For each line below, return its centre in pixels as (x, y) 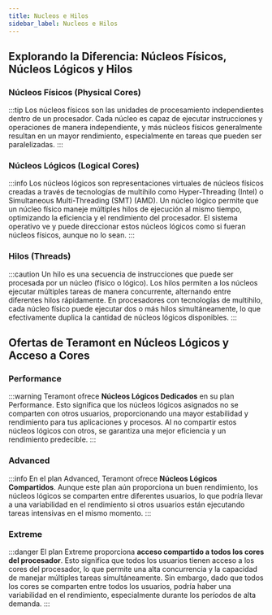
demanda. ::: (29, 604)
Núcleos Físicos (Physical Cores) (75, 92)
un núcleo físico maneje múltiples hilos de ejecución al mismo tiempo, (125, 209)
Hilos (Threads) (40, 256)
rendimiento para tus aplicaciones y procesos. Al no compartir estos (123, 422)
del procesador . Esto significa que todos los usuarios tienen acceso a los (131, 560)
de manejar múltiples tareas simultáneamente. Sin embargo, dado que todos (136, 578)
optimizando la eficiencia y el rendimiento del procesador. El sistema (123, 218)
